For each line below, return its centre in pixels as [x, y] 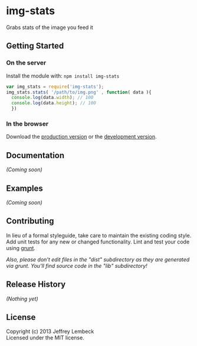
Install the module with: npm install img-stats [63, 76]
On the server [26, 63]
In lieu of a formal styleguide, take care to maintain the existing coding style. [99, 235]
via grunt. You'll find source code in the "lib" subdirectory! [77, 265]
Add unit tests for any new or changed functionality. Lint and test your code [98, 242]
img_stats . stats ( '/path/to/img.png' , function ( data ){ [79, 92]
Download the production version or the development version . [81, 137]
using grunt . [21, 248]
